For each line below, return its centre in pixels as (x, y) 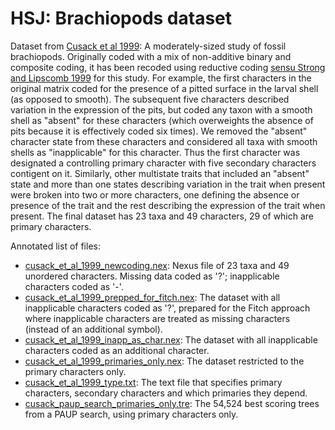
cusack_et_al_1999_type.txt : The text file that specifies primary (153, 382)
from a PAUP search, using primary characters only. (131, 414)
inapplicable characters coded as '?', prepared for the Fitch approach (167, 308)
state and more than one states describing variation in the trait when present (168, 184)
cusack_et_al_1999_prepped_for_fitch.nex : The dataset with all (152, 297)
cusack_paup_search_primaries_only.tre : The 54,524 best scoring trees (172, 403)
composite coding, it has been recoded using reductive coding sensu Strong (168, 67)
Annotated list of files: (55, 246)
